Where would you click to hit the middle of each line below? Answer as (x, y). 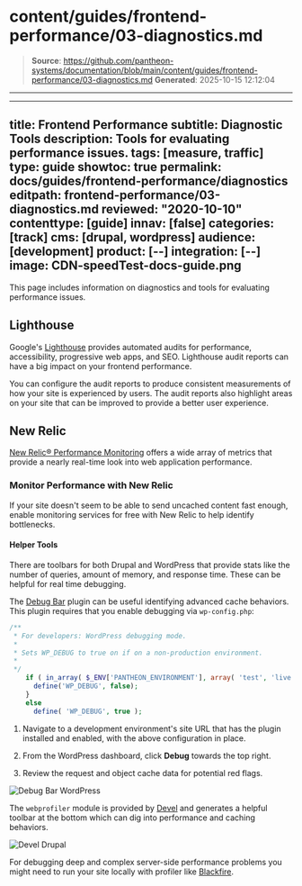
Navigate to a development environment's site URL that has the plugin (151, 728)
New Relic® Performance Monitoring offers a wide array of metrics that (141, 453)
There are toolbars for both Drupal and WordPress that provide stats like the (150, 565)
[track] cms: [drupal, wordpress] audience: (133, 237)
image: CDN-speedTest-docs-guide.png (125, 266)
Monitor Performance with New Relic (91, 485)
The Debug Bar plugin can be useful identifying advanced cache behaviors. (149, 601)
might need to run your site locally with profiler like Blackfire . (122, 872)
